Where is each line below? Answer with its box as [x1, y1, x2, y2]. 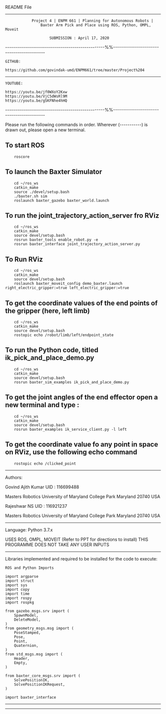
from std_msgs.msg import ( [5, 651, 63, 657]
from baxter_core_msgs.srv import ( [5, 673, 81, 678]
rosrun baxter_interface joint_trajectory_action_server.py [14, 242, 140, 247]
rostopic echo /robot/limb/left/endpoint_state [14, 333, 114, 338]
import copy [5, 587, 30, 592]
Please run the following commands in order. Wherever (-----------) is [5, 122, 148, 127]
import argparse [5, 574, 39, 579]
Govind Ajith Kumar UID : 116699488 [5, 484, 80, 490]
